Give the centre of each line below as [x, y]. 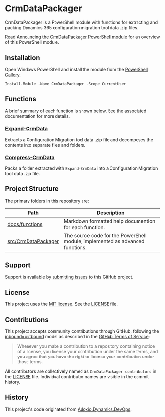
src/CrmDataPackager [33, 241]
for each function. [84, 227]
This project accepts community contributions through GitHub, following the [82, 331]
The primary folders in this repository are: [47, 201]
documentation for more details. [38, 116]
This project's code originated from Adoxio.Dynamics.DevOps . [68, 409]
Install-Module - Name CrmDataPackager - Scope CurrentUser [66, 84]
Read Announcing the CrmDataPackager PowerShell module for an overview [82, 37]
